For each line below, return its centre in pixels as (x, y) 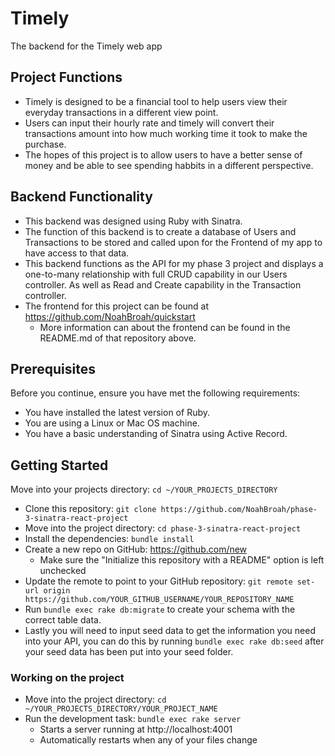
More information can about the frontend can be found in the (165, 327)
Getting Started (59, 465)
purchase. (45, 144)
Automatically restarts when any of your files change (148, 740)
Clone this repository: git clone (90, 509)
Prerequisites (53, 368)
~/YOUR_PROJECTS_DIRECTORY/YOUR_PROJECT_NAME (121, 709)
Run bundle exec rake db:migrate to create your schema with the (160, 609)
